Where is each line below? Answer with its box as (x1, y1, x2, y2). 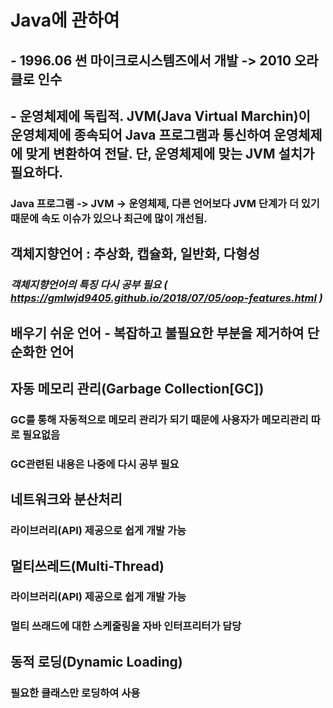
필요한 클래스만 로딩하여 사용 (10, 686, 141, 700)
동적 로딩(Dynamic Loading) (10, 653, 183, 670)
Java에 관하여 (10, 9, 120, 32)
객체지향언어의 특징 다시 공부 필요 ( (10, 278, 168, 292)
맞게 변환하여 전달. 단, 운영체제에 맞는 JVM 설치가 (25, 145, 315, 162)
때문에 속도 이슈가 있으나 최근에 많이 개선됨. (10, 211, 208, 225)
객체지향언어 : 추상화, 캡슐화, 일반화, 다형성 (10, 246, 260, 263)
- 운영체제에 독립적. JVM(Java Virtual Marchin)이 (10, 107, 311, 125)
